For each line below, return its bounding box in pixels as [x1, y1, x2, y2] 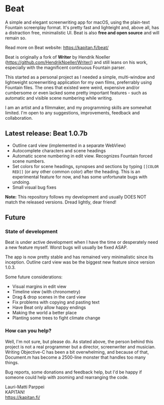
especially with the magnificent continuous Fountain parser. [5, 65, 126, 70]
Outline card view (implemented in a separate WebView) [12, 142, 126, 148]
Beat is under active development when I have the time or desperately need [5, 239, 158, 245]
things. [5, 359, 19, 365]
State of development [5, 228, 58, 235]
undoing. [12, 179, 30, 185]
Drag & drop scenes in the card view [12, 294, 86, 300]
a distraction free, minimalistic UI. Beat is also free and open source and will [5, 30, 160, 35]
